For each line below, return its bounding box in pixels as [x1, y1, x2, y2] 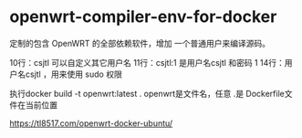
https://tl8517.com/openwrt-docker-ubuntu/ [9, 117, 173, 129]
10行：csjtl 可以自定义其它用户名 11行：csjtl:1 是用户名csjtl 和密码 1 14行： [9, 57, 285, 68]
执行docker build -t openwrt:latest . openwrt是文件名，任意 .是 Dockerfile [9, 88, 285, 99]
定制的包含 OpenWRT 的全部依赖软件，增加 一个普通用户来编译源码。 [9, 37, 271, 48]
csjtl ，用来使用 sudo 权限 [25, 69, 123, 80]
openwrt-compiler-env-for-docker [9, 6, 277, 27]
